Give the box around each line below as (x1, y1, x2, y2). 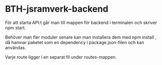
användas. (5, 44, 26, 50)
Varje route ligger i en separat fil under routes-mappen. (5, 54, 117, 60)
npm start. (5, 24, 26, 30)
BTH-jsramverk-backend (5, 3, 108, 15)
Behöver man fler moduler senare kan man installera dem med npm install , (5, 34, 157, 40)
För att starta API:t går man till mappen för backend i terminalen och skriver (5, 20, 158, 25)
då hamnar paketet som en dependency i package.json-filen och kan (5, 39, 144, 45)
